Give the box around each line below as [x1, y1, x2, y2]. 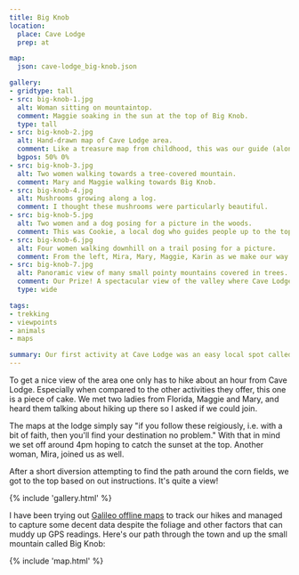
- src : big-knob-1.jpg [9, 94, 93, 103]
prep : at [17, 37, 50, 47]
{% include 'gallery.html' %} [9, 493, 113, 503]
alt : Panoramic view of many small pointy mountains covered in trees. [17, 269, 289, 278]
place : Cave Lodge [17, 29, 86, 38]
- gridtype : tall [9, 86, 74, 95]
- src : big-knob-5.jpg [9, 211, 93, 220]
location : [9, 21, 46, 30]
